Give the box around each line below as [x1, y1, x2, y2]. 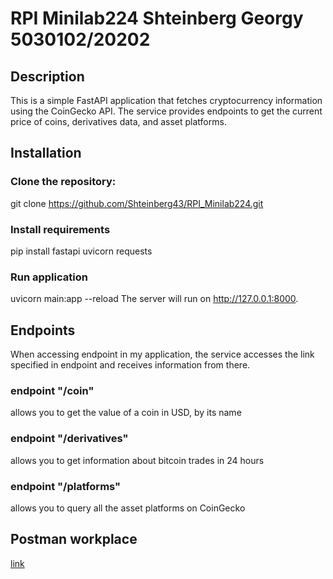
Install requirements [10, 222, 111, 236]
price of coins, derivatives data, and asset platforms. [10, 116, 227, 127]
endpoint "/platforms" [10, 479, 122, 493]
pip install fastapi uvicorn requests [10, 245, 153, 257]
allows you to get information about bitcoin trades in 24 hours [10, 454, 265, 466]
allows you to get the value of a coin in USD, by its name [10, 407, 242, 419]
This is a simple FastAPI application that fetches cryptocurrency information [10, 95, 323, 106]
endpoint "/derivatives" [10, 432, 129, 446]
